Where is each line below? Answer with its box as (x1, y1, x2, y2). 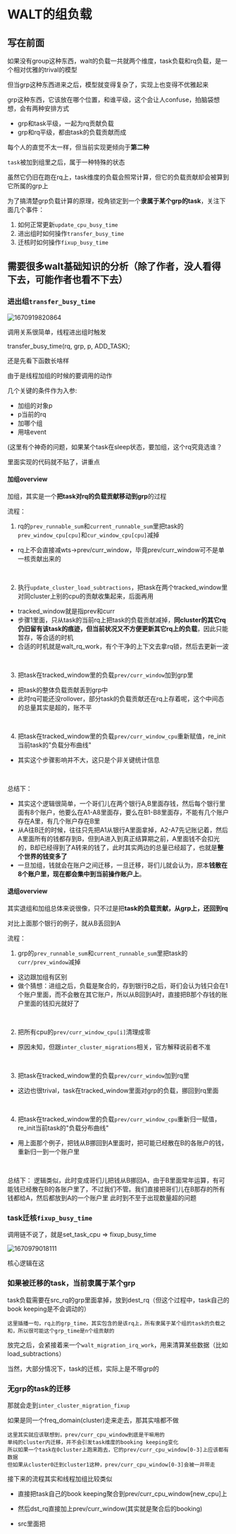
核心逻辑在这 (7, 1259, 44, 1268)
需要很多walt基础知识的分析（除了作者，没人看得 (7, 261, 221, 273)
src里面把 (17, 1519, 46, 1528)
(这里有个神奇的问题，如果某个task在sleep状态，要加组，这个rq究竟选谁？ (7, 442, 223, 451)
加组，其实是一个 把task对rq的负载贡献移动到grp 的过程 (7, 492, 167, 500)
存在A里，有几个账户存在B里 (17, 816, 101, 825)
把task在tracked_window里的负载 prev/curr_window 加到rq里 (17, 1071, 190, 1080)
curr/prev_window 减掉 (17, 958, 81, 966)
